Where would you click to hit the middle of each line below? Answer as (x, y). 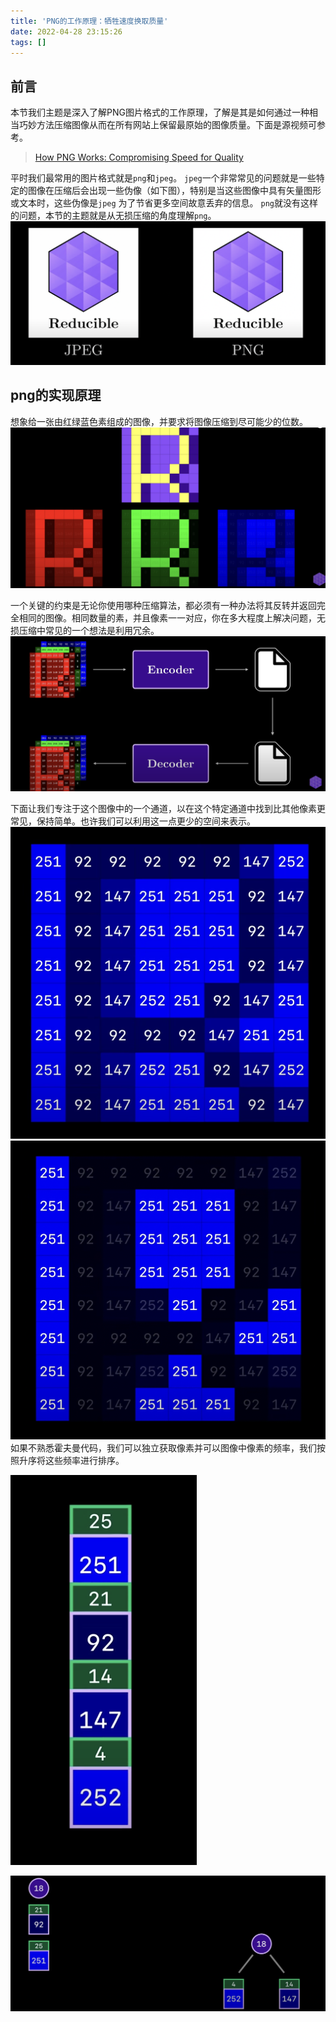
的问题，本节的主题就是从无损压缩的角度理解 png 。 (113, 216)
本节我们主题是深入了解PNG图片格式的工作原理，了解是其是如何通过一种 (160, 112)
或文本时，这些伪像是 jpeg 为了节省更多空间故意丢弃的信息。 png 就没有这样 (164, 203)
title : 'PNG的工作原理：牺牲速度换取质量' (89, 21)
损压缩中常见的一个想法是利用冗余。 (85, 630)
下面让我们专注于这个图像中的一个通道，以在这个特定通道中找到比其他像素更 (168, 809)
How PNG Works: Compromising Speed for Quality (139, 157)
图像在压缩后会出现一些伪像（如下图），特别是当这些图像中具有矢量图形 (174, 191)
